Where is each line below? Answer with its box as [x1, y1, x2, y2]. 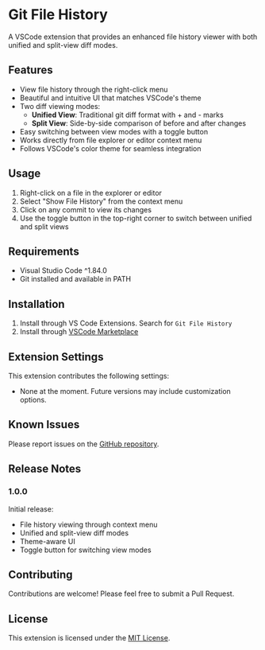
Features [8, 64, 53, 77]
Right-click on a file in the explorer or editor [19, 188, 163, 197]
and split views [19, 221, 69, 232]
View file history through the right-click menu [19, 84, 168, 94]
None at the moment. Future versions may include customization [19, 387, 232, 395]
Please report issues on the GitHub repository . [8, 439, 159, 449]
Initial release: [8, 504, 54, 514]
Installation [8, 297, 65, 311]
